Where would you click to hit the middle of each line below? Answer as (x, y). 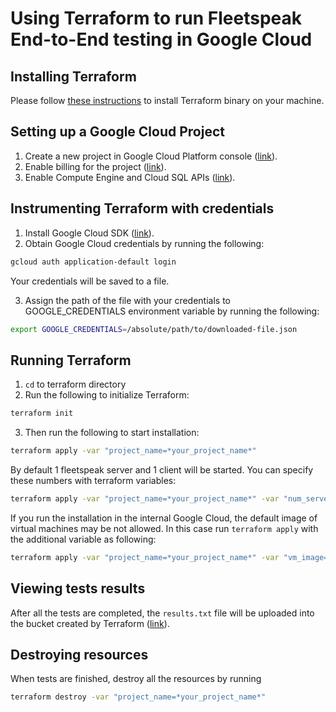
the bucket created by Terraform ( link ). (90, 623)
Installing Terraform (73, 76)
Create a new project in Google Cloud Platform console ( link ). (151, 156)
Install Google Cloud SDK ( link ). (89, 233)
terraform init (42, 413)
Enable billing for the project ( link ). (95, 166)
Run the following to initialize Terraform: (107, 395)
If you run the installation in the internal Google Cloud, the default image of (164, 518)
